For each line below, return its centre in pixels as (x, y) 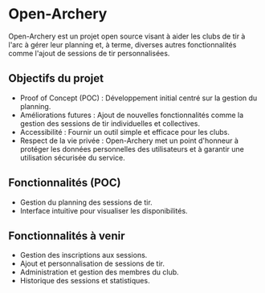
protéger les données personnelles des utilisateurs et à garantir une (132, 149)
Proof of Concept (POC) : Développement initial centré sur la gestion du (139, 98)
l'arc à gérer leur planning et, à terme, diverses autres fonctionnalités (122, 44)
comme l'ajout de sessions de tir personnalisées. (89, 53)
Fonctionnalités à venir (67, 236)
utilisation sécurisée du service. (73, 157)
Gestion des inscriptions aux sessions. (84, 255)
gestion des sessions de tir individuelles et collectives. (110, 123)
